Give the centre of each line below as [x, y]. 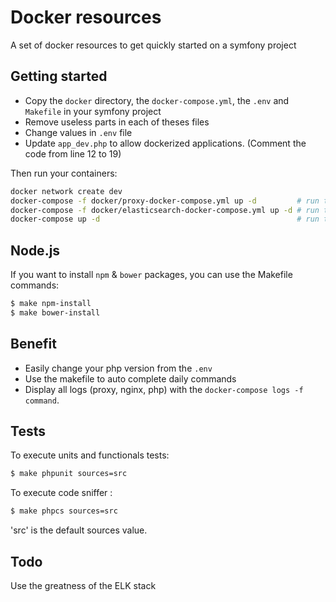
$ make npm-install [51, 304]
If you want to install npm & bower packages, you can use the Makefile [151, 275]
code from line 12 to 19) [73, 153]
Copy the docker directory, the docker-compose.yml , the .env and [157, 100]
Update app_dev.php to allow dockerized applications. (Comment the [165, 143]
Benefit [33, 344]
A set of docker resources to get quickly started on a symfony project [153, 45]
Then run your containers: [64, 173]
